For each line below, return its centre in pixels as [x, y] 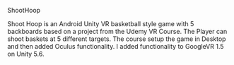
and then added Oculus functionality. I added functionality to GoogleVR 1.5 [116, 46]
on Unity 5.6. [26, 54]
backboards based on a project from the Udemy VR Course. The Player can [117, 31]
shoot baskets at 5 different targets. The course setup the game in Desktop [117, 39]
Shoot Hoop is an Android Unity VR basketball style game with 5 [101, 24]
